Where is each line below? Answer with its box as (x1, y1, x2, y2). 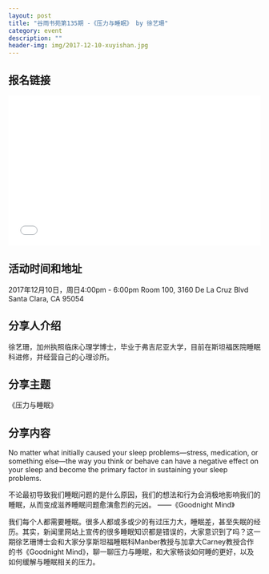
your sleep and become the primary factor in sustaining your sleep (8, 465, 228, 475)
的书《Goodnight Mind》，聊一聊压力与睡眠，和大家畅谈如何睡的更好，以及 (8, 547, 255, 557)
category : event (8, 26, 62, 34)
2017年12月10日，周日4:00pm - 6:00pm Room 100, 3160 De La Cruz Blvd (8, 285, 249, 294)
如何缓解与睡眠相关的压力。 (8, 557, 100, 567)
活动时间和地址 (8, 262, 82, 276)
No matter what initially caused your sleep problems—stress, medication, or (8, 448, 259, 458)
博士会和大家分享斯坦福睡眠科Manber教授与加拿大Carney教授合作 (35, 537, 255, 547)
